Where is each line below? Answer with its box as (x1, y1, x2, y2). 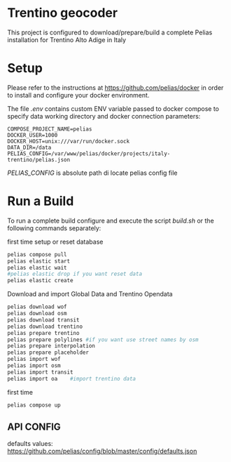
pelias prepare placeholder (7, 349, 90, 356)
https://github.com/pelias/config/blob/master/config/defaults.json (7, 447, 197, 456)
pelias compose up (7, 402, 61, 409)
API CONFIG (7, 421, 61, 433)
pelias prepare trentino (7, 329, 80, 336)
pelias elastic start (7, 258, 71, 265)
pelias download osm (7, 310, 68, 317)
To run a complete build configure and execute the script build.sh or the (7, 216, 215, 225)
